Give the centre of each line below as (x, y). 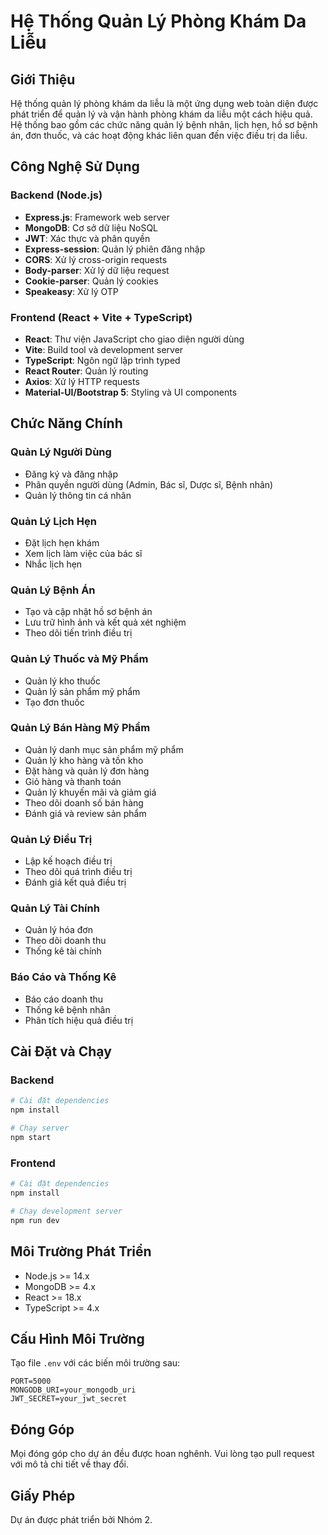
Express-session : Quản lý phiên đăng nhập (115, 249)
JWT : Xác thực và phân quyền (87, 238)
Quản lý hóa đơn (58, 930)
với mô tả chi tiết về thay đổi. (69, 1464)
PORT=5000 (31, 1381)
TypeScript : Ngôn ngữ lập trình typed (102, 360)
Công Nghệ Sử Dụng (75, 166)
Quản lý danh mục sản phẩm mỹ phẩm (104, 749)
